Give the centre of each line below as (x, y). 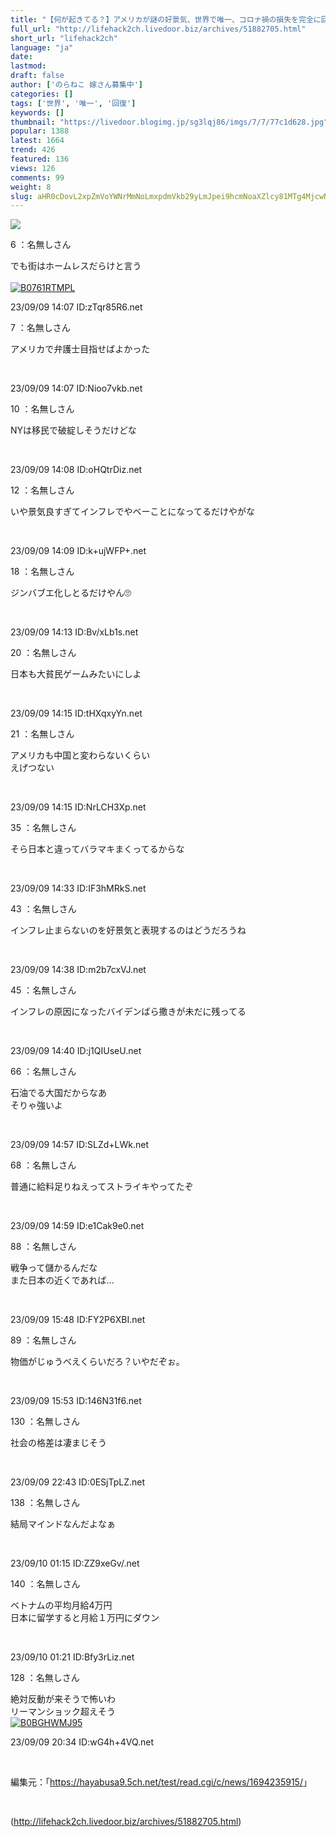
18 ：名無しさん (42, 572)
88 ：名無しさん (43, 1247)
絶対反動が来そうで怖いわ (63, 1699)
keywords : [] (37, 112)
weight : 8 (31, 187)
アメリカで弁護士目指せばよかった (80, 349)
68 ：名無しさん (43, 1165)
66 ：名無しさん (43, 1072)
